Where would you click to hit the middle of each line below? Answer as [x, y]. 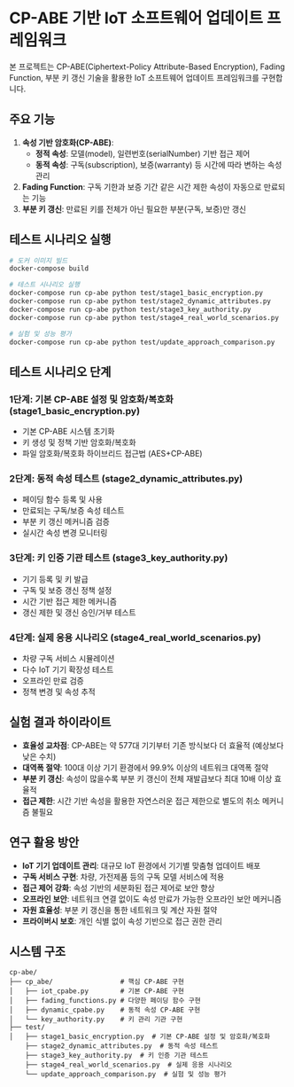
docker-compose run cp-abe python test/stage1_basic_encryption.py [136, 293]
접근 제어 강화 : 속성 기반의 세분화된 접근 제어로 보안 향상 [118, 888]
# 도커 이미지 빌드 [39, 261]
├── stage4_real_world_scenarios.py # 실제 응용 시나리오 [129, 1065]
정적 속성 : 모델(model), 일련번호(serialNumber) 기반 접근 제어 [143, 153]
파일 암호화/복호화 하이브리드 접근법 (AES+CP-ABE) [112, 454]
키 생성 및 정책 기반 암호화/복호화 [79, 442]
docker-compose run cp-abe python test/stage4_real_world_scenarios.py [144, 317]
